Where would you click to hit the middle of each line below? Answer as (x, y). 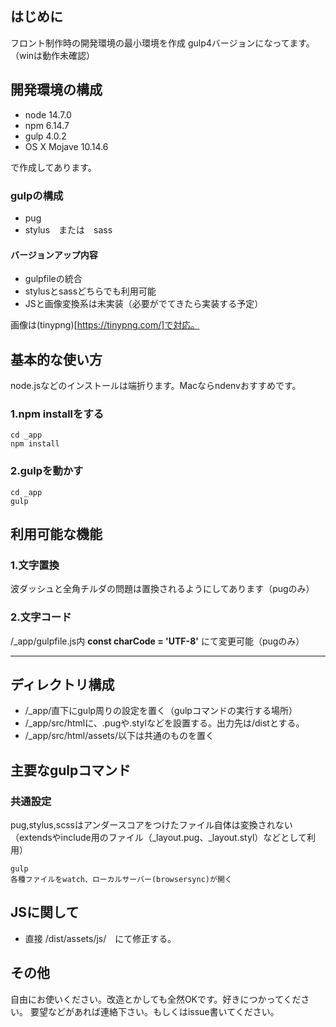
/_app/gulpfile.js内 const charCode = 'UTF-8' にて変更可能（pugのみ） (157, 641)
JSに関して (45, 912)
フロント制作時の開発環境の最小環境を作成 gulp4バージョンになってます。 (162, 43)
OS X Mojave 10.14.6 (66, 146)
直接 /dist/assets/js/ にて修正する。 (100, 938)
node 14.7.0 (48, 114)
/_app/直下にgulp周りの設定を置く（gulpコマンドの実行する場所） (161, 711)
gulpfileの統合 (53, 279)
